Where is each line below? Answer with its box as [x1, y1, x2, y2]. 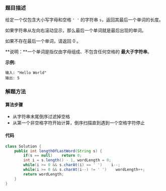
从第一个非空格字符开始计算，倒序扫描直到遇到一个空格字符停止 [12, 120, 145, 126]
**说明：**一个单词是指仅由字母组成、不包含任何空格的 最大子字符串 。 [5, 49, 152, 55]
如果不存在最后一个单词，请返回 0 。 [5, 38, 81, 44]
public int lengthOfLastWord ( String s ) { [14, 148, 102, 153]
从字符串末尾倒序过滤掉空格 [12, 114, 70, 120]
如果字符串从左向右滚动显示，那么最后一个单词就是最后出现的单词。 [5, 28, 146, 34]
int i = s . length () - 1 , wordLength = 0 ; [23, 158, 112, 163]
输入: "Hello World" [5, 70, 47, 76]
